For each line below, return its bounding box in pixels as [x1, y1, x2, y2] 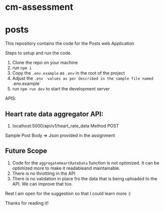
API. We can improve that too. [12, 181, 73, 187]
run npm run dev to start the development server [12, 86, 110, 92]
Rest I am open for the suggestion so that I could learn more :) [5, 190, 131, 196]
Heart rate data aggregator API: [5, 110, 103, 118]
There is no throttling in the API [12, 170, 75, 176]
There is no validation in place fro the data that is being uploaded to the [12, 175, 158, 181]
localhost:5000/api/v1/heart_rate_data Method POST [12, 123, 119, 128]
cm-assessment [5, 1, 73, 13]
